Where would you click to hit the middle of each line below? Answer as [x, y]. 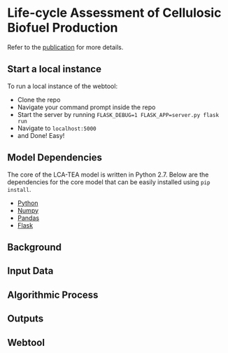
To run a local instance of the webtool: [62, 86]
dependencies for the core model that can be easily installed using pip [109, 182]
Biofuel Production [63, 28]
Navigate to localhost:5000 [57, 128]
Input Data [30, 271]
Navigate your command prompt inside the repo [86, 107]
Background [34, 247]
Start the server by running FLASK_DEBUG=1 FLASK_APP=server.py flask [118, 114]
